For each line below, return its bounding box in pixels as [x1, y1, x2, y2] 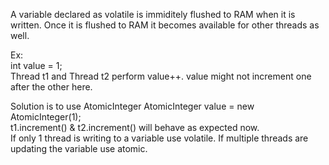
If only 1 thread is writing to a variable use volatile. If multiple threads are [10, 132, 309, 144]
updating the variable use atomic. [10, 143, 148, 154]
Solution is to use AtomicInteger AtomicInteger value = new [10, 100, 255, 112]
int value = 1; [10, 60, 63, 71]
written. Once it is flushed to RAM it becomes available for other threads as [10, 19, 320, 31]
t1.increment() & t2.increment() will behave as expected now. [10, 122, 260, 133]
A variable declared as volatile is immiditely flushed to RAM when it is [10, 9, 296, 20]
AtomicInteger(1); [10, 111, 82, 123]
